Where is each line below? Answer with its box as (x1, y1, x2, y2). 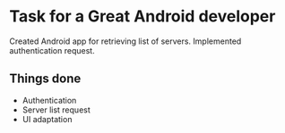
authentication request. (9, 45, 96, 55)
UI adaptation (22, 113, 73, 124)
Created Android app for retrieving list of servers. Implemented (9, 36, 242, 46)
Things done (9, 71, 82, 87)
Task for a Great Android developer (9, 6, 276, 27)
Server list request (22, 104, 91, 115)
